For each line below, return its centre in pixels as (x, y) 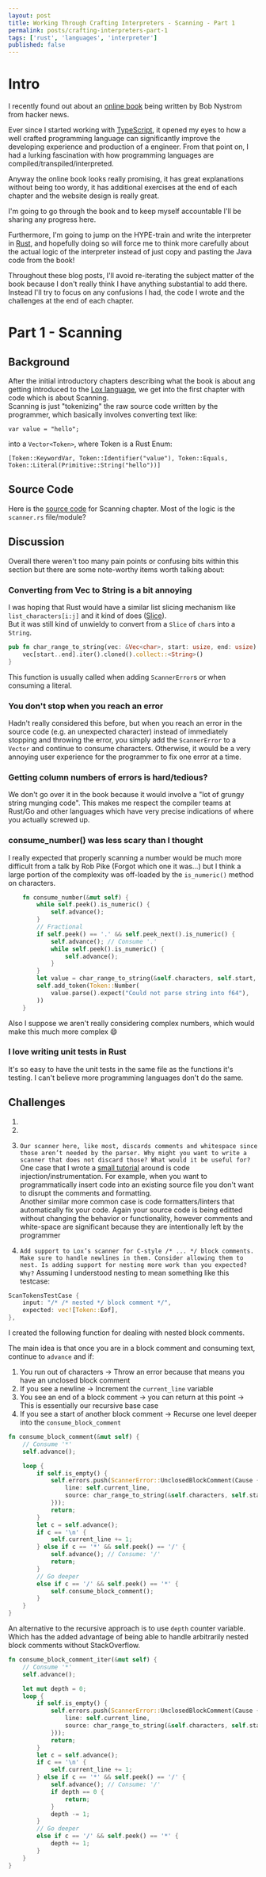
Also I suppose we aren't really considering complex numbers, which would (131, 1023)
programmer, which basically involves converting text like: (103, 415)
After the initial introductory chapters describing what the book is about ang (132, 381)
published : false (37, 45)
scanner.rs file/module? (47, 517)
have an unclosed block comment (75, 1380)
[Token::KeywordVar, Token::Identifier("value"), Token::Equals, (118, 459)
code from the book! (42, 260)
